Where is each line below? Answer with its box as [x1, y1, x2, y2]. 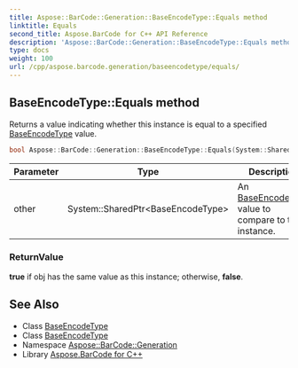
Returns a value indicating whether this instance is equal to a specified [9, 119, 268, 129]
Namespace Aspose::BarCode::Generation [21, 339, 177, 350]
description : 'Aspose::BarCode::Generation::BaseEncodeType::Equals [9, 37, 268, 47]
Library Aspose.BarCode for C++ [21, 348, 144, 359]
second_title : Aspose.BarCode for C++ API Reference [9, 29, 208, 38]
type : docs [9, 46, 50, 55]
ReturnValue [9, 251, 64, 263]
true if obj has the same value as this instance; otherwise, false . [9, 271, 244, 282]
